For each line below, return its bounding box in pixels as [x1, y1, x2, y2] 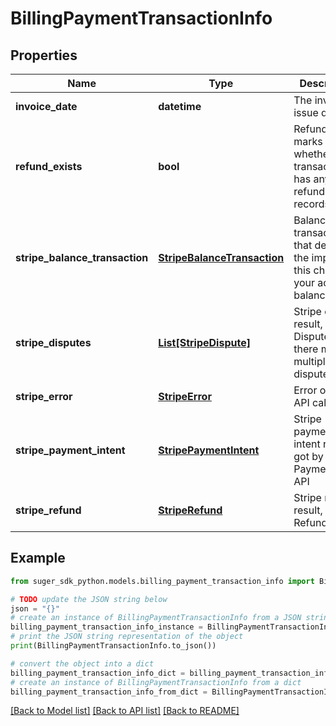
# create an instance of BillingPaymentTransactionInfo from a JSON [10, 613, 302, 623]
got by [293, 450, 324, 463]
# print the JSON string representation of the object [10, 632, 244, 642]
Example [10, 550, 66, 567]
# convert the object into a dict [10, 658, 155, 669]
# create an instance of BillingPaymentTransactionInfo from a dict [10, 677, 302, 687]
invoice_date [15, 100, 78, 113]
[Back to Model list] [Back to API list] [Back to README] [10, 705, 240, 717]
